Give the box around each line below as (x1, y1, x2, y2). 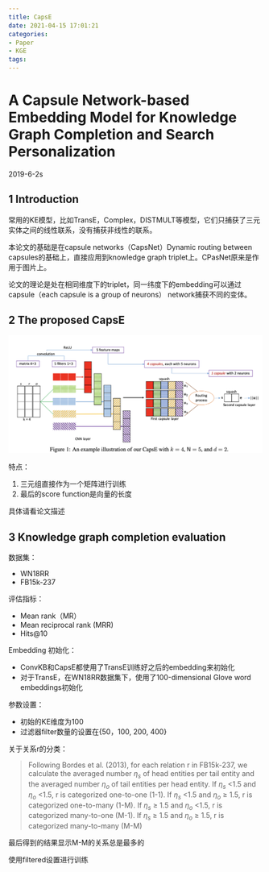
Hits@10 (19, 629, 48, 638)
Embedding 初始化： (8, 646, 77, 655)
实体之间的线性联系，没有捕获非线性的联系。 (8, 225, 157, 235)
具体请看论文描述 (8, 506, 65, 516)
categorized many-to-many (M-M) (27, 821, 143, 831)
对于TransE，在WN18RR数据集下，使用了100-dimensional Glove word (19, 673, 251, 683)
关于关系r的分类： (8, 744, 68, 754)
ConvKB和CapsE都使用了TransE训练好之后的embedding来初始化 (19, 662, 235, 672)
